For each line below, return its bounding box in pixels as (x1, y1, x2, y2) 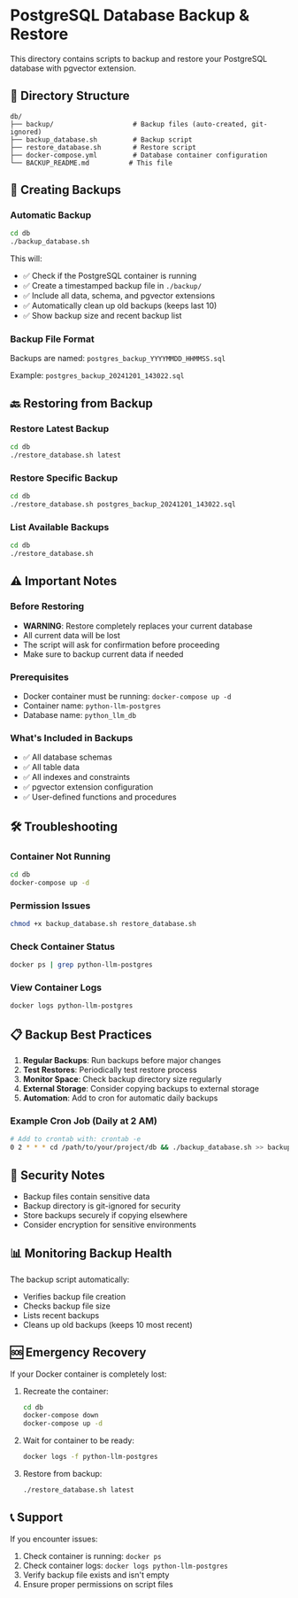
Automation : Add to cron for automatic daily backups (22, 1092, 218, 1103)
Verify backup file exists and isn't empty (22, 1569, 170, 1580)
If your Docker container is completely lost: (10, 1369, 167, 1379)
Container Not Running (10, 850, 111, 862)
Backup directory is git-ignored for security (22, 1200, 181, 1211)
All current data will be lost (22, 629, 120, 640)
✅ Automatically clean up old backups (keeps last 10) (22, 300, 218, 311)
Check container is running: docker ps (22, 1550, 162, 1561)
